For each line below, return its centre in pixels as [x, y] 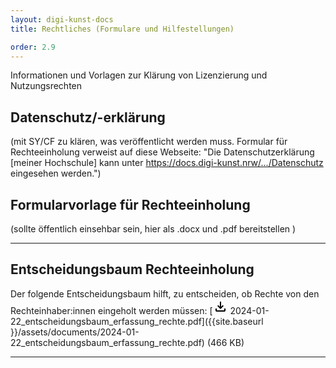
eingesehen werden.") [56, 173]
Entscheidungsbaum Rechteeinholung [132, 269]
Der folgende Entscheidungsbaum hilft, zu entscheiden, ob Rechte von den [165, 293]
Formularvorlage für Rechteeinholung [130, 204]
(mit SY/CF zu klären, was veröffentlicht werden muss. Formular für [149, 142]
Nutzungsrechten [46, 86]
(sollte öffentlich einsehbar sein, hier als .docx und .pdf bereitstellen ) [153, 229]
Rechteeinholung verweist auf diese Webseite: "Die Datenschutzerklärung [162, 152]
